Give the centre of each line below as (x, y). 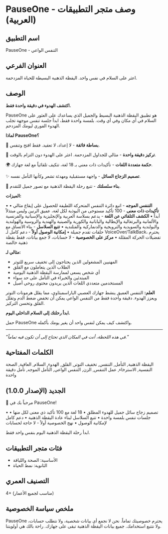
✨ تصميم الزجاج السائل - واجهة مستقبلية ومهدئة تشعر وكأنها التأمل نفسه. (73, 176)
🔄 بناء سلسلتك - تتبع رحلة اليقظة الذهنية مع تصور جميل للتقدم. (63, 186)
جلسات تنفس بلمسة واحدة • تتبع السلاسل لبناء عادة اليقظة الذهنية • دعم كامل (78, 417)
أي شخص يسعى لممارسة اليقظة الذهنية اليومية (56, 272)
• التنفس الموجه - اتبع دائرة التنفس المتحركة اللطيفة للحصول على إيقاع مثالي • (79, 205)
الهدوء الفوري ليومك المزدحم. (33, 126)
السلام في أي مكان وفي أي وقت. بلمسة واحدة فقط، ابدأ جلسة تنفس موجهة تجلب (81, 120)
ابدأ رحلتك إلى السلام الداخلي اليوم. (38, 313)
